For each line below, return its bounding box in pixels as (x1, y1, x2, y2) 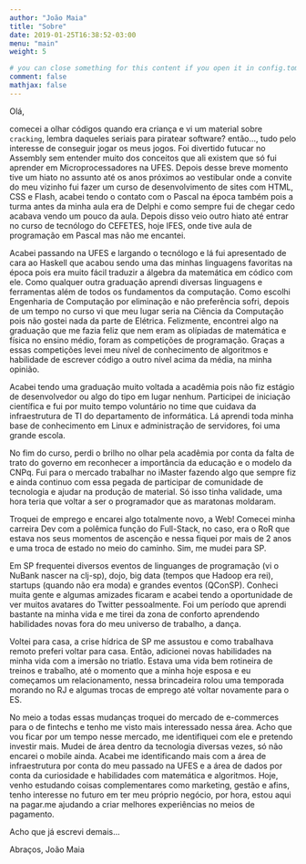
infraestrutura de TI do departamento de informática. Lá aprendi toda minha (9, 410, 294, 421)
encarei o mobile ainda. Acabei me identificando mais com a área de (9, 750, 267, 761)
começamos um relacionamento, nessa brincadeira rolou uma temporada (9, 674, 285, 685)
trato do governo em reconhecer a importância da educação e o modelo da (9, 457, 292, 468)
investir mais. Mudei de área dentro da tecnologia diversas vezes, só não (9, 740, 283, 752)
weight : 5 (9, 47, 47, 57)
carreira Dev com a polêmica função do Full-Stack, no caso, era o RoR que (9, 523, 290, 534)
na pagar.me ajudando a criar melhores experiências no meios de (9, 798, 255, 809)
